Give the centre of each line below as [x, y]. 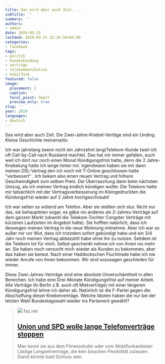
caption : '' [22, 93]
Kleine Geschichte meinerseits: [37, 140]
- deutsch [15, 120]
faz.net [31, 311]
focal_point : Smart [30, 97]
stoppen [30, 334]
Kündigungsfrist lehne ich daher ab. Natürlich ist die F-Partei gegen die [78, 290]
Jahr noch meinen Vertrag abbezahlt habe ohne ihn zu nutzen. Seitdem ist [81, 238]
